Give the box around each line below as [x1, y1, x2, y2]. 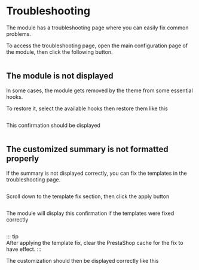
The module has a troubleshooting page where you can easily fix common [6, 24, 189, 31]
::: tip [6, 232, 19, 240]
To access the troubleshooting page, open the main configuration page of [6, 42, 188, 49]
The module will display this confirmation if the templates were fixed [6, 210, 174, 217]
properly [6, 154, 39, 164]
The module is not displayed [6, 71, 114, 81]
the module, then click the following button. [6, 48, 113, 55]
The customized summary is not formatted [6, 144, 169, 154]
